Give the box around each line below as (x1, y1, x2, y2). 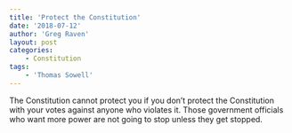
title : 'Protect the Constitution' (9, 12, 142, 22)
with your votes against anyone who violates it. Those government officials (9, 104, 284, 115)
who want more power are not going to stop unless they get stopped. (9, 113, 263, 124)
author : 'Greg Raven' (9, 29, 90, 38)
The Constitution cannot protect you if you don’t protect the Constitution (9, 95, 274, 106)
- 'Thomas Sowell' (25, 71, 93, 80)
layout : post (9, 37, 58, 47)
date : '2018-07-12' (9, 21, 82, 30)
